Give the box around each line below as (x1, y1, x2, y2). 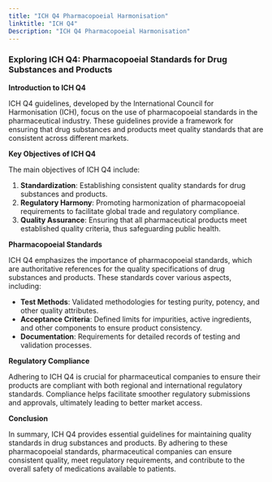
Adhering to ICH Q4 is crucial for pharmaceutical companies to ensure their (8, 371, 261, 381)
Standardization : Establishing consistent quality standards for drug (19, 180, 246, 190)
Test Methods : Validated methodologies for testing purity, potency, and (19, 296, 260, 306)
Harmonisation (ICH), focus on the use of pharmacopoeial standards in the (8, 107, 258, 116)
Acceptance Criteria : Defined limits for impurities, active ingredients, (19, 314, 252, 324)
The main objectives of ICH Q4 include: (8, 164, 140, 174)
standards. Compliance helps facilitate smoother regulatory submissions (8, 388, 251, 399)
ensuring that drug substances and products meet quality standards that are (8, 124, 264, 134)
